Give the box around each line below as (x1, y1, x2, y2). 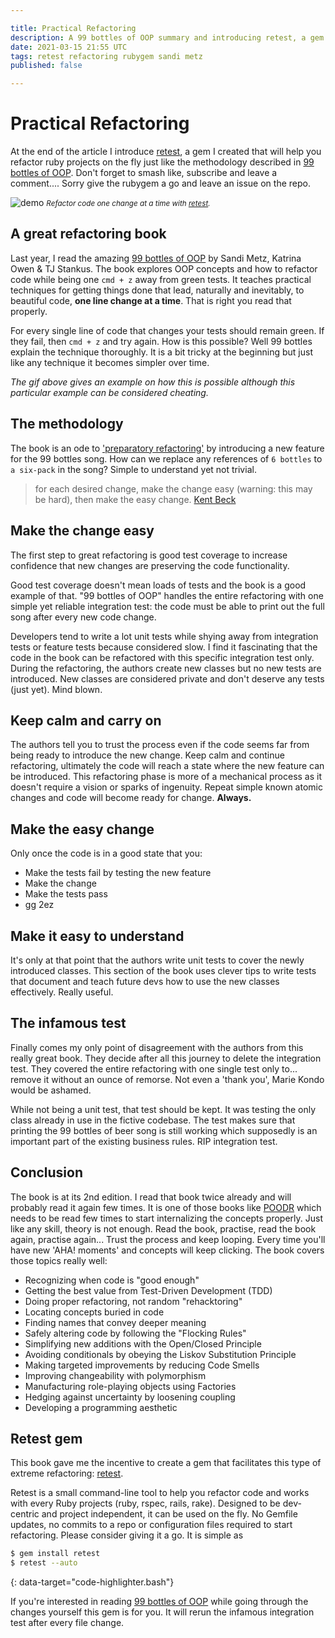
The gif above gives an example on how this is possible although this (10, 376, 296, 388)
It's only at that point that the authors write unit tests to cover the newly (10, 954, 305, 966)
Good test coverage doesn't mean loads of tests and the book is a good (10, 579, 307, 591)
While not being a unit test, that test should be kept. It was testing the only (10, 1103, 317, 1115)
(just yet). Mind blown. (10, 683, 103, 695)
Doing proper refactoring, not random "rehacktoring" (24, 1295, 243, 1307)
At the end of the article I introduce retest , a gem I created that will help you (10, 146, 322, 158)
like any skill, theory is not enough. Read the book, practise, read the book (10, 1222, 317, 1235)
